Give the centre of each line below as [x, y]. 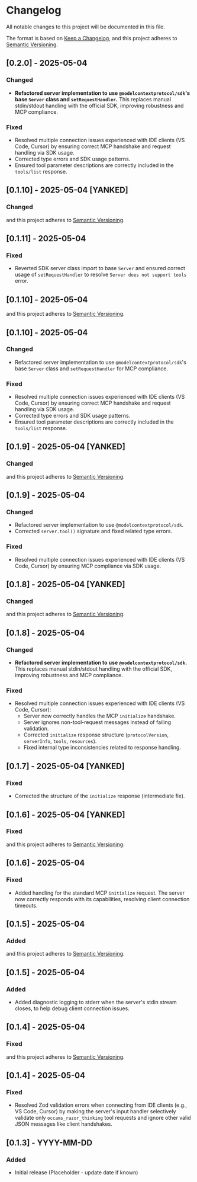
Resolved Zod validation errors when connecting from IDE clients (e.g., [101, 1105]
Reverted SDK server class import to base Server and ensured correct [100, 268]
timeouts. [26, 905]
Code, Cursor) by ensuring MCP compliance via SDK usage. [88, 566]
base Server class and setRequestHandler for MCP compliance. [91, 369]
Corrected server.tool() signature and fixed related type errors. [93, 531]
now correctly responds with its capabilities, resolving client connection [102, 899]
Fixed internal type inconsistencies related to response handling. [102, 748]
